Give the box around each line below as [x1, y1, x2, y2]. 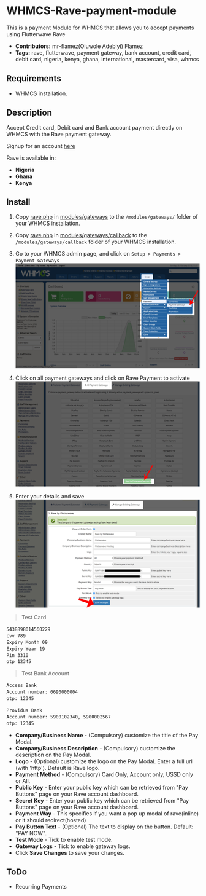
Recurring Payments [15, 883, 67, 890]
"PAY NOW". [15, 829, 47, 836]
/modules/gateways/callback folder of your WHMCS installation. [15, 238, 177, 246]
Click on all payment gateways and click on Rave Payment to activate [15, 374, 190, 382]
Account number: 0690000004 [6, 689, 78, 695]
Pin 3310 [6, 652, 29, 658]
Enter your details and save [15, 492, 85, 500]
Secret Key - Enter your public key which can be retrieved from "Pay [15, 796, 189, 804]
